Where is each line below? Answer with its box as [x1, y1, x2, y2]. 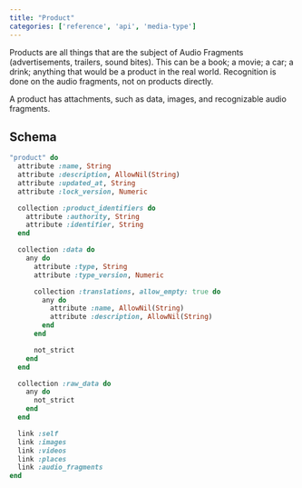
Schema [9, 129, 57, 144]
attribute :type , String [33, 262, 128, 271]
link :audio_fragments [17, 463, 103, 473]
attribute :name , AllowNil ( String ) [49, 304, 184, 314]
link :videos [17, 446, 67, 455]
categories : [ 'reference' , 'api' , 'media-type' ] [9, 22, 197, 31]
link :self [17, 429, 59, 438]
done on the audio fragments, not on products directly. [9, 75, 214, 86]
